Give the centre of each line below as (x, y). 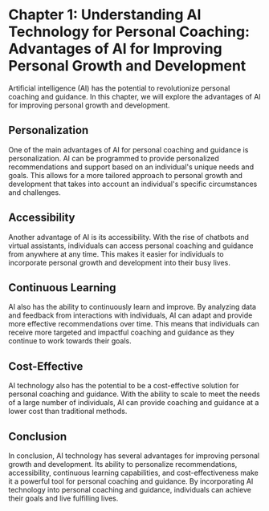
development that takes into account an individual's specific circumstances (133, 184)
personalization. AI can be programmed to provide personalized (114, 158)
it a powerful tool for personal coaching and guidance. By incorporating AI (131, 481)
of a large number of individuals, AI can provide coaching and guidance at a (134, 403)
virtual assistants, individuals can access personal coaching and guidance (131, 245)
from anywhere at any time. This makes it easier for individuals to (116, 253)
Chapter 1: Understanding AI (105, 15)
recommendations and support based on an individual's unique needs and (131, 167)
